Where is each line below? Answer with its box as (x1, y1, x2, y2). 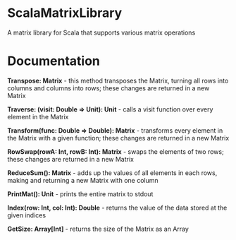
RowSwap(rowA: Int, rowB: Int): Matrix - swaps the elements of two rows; (7, 147, 224, 156)
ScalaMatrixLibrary (7, 5, 123, 21)
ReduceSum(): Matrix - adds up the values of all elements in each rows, (7, 168, 218, 177)
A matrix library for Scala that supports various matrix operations (7, 28, 196, 37)
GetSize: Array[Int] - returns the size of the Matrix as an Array (7, 224, 189, 233)
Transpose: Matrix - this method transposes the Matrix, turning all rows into (7, 76, 229, 85)
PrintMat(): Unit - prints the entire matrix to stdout (7, 189, 154, 198)
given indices (7, 210, 46, 220)
